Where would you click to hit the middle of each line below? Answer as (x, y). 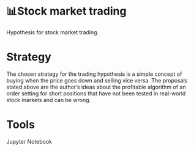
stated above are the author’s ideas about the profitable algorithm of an (96, 87)
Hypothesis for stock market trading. (53, 32)
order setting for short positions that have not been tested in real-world (96, 93)
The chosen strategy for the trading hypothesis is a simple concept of (94, 74)
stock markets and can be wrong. (49, 100)
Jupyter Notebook (29, 141)
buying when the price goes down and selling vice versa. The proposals (97, 80)
